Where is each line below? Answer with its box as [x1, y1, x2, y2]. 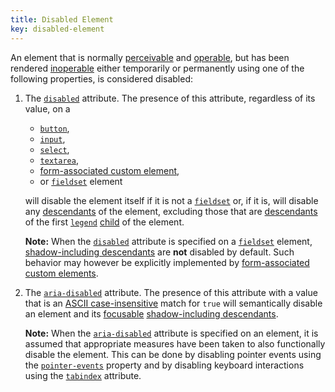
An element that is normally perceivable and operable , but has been [10, 51, 290, 63]
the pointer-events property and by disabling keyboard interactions [24, 359, 305, 371]
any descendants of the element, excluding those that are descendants [24, 205, 318, 217]
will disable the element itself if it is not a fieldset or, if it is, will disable [24, 194, 319, 206]
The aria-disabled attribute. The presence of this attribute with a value [24, 286, 318, 298]
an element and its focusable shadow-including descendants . [24, 307, 279, 320]
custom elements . [24, 267, 99, 279]
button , [39, 122, 70, 134]
